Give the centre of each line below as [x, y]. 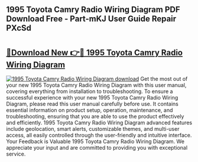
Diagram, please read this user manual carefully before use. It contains [92, 104]
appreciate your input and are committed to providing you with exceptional [97, 148]
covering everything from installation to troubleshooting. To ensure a [90, 91]
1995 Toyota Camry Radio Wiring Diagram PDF [93, 10]
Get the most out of [164, 79]
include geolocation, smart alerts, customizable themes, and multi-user [93, 129]
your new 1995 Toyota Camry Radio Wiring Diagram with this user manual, [96, 85]
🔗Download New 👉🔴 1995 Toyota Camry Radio [95, 52]
